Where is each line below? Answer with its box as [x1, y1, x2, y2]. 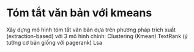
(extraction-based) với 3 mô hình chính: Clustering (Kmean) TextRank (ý [6, 32, 188, 39]
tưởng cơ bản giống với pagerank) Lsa [6, 39, 103, 46]
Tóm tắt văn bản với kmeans [6, 6, 152, 20]
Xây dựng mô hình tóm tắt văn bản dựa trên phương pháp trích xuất [6, 26, 176, 33]
